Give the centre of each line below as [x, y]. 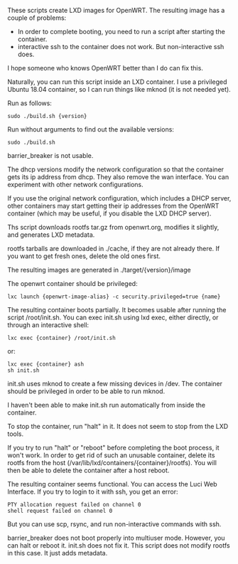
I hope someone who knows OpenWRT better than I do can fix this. [106, 68]
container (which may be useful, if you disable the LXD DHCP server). [109, 213]
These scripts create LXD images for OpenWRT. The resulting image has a [116, 10]
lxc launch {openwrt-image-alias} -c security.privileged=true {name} [114, 297]
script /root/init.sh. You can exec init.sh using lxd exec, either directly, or [113, 317]
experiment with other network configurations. [75, 185]
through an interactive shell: [48, 325]
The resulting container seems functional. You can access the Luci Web [113, 484]
